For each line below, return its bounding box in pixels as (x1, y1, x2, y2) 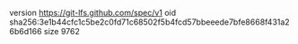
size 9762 (43, 26, 81, 36)
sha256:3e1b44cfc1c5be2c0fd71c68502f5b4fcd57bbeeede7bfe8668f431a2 (9, 17, 290, 27)
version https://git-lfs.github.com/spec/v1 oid (9, 8, 177, 18)
